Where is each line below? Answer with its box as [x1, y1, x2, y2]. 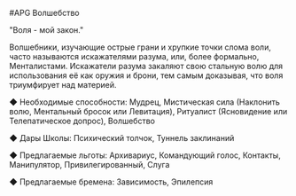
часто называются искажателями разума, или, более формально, [9, 51, 260, 61]
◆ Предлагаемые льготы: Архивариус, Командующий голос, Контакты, [9, 150, 281, 161]
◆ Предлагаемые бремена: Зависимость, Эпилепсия [9, 176, 214, 187]
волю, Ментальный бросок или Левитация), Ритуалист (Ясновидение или [9, 106, 288, 116]
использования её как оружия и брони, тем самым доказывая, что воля [9, 70, 284, 81]
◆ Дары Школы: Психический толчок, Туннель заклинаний [9, 133, 235, 143]
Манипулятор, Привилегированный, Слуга [9, 160, 170, 169]
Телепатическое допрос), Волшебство [9, 115, 155, 126]
